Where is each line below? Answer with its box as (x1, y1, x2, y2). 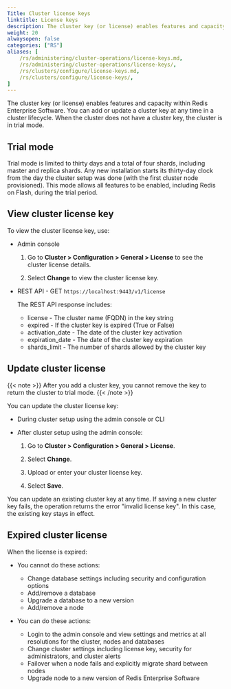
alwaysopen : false (7, 36, 60, 43)
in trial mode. (7, 121, 45, 129)
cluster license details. (27, 260, 91, 269)
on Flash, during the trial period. (7, 188, 98, 196)
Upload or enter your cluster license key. (27, 468, 143, 476)
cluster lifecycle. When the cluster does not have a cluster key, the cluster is (7, 114, 223, 122)
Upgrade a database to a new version (27, 596, 134, 605)
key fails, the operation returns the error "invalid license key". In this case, (7, 502, 217, 510)
